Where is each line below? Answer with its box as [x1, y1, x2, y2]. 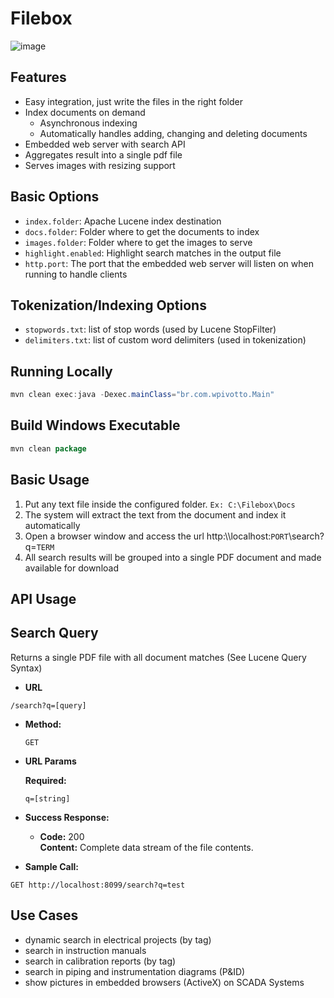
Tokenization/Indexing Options [10, 297, 207, 314]
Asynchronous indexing [39, 117, 138, 129]
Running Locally [10, 363, 113, 380]
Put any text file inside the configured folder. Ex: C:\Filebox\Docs [24, 498, 296, 510]
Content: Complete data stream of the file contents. [39, 841, 254, 853]
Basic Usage [10, 472, 90, 489]
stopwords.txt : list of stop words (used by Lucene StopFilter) [24, 323, 277, 336]
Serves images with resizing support [24, 159, 176, 171]
